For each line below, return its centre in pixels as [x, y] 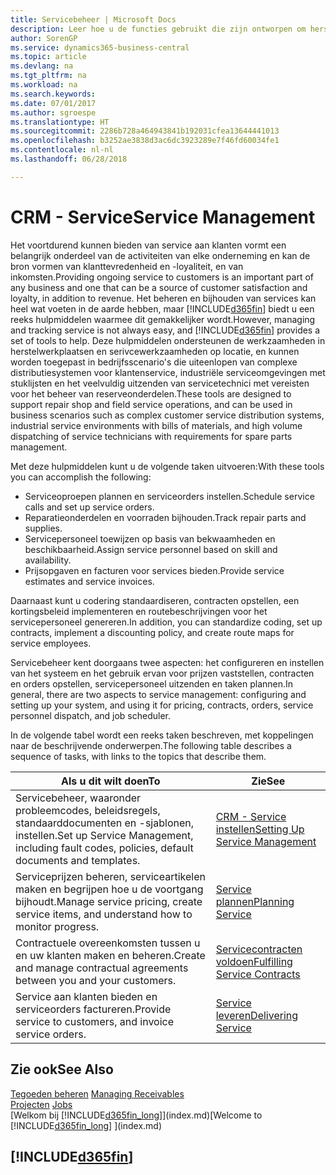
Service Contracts [258, 974]
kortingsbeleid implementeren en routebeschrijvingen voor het [139, 611]
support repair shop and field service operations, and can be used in [151, 404]
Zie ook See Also [62, 1069]
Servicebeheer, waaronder [78, 798]
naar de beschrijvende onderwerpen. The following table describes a [151, 745]
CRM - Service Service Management [163, 217]
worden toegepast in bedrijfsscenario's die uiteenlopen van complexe [154, 362]
